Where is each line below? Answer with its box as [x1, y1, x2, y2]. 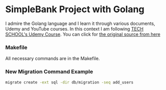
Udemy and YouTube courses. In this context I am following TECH [5, 25, 144, 32]
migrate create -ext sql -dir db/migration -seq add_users [5, 80, 134, 85]
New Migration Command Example [5, 68, 93, 75]
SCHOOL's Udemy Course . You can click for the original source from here [5, 31, 161, 37]
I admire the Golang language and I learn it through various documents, [5, 20, 155, 26]
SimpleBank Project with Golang [5, 4, 145, 15]
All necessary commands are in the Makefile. [5, 55, 100, 62]
